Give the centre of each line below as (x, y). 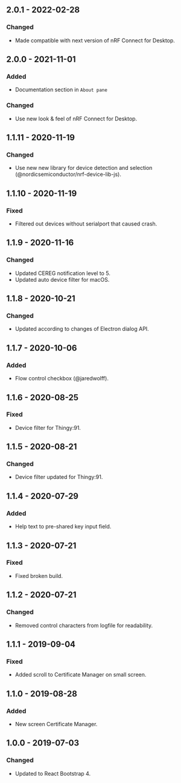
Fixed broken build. (39, 576)
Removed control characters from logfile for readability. (84, 625)
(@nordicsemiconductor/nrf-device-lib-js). (68, 174)
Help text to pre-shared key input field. (63, 527)
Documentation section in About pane (61, 89)
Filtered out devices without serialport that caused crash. (86, 224)
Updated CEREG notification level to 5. (62, 273)
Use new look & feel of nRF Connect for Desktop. (76, 119)
